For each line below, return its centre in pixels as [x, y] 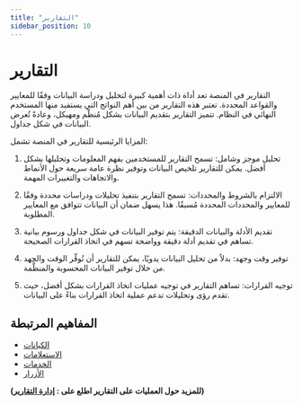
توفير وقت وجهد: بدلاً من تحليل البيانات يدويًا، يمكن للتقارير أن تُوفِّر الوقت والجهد [155, 259]
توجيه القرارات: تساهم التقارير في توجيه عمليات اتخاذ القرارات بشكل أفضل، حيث [158, 286]
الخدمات [37, 364]
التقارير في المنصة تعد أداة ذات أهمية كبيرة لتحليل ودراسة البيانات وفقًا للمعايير [140, 95]
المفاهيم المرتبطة [54, 323]
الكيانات [36, 345]
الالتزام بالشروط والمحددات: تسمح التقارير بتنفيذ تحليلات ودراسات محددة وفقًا [152, 195]
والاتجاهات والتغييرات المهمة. [71, 178]
